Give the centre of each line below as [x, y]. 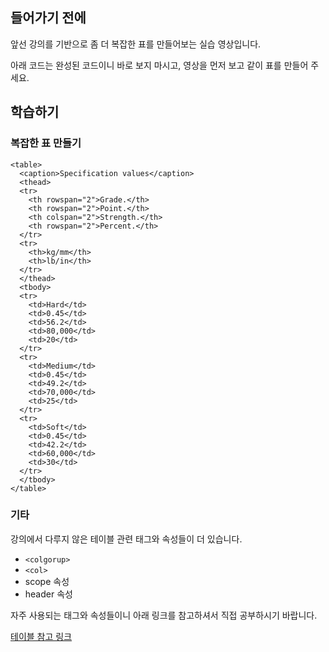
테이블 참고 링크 [41, 636]
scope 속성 [47, 581]
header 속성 [48, 594]
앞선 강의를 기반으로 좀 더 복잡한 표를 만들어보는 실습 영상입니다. [136, 44]
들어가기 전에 [48, 18]
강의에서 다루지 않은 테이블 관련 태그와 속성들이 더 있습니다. [126, 539]
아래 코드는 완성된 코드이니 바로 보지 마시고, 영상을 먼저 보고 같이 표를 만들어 [159, 65]
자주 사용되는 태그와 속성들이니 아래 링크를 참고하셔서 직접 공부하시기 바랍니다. [164, 615]
